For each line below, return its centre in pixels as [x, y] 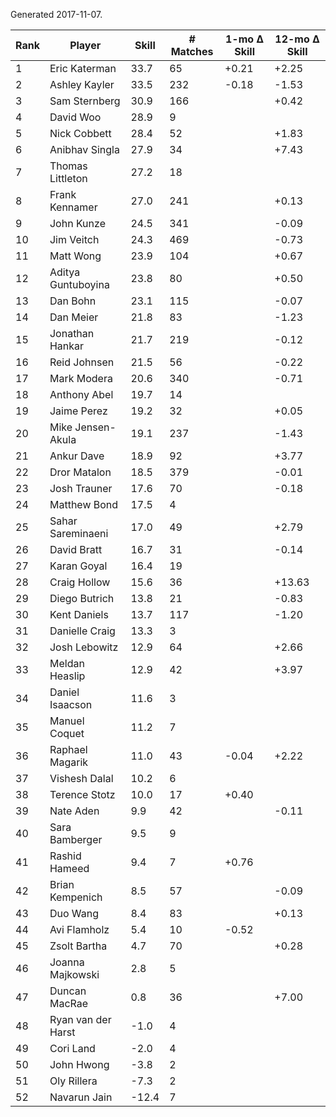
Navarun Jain [81, 1097]
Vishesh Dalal [81, 778]
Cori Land [72, 1048]
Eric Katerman [83, 68]
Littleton [68, 178]
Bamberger [76, 839]
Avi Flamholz [79, 929]
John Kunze [77, 223]
